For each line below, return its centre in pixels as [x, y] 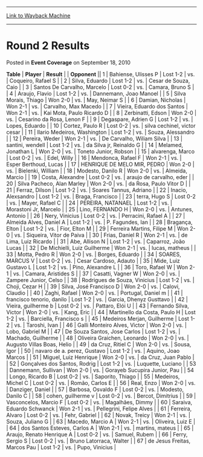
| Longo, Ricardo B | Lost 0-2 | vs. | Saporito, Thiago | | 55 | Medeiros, [93, 376]
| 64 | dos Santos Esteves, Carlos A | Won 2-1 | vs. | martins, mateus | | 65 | [100, 428]
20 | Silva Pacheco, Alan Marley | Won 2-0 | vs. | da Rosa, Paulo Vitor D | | [98, 183]
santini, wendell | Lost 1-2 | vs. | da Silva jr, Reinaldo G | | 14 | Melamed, [95, 145]
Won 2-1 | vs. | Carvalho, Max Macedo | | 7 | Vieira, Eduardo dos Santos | [97, 106]
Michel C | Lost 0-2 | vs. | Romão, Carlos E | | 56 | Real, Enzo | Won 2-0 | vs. [101, 383]
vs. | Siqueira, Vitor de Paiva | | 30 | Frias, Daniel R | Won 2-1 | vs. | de [101, 235]
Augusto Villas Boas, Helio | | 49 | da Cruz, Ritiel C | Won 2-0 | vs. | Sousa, [99, 344]
